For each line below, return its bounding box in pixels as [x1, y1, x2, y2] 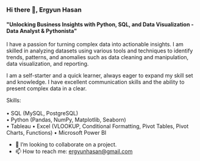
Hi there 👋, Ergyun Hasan [6, 5, 82, 14]
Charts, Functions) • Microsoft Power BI [6, 129, 107, 137]
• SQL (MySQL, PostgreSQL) [6, 110, 79, 117]
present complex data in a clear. [6, 85, 87, 92]
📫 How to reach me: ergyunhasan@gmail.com [15, 148, 133, 155]
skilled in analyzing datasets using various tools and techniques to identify [6, 47, 193, 54]
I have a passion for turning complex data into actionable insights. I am [6, 41, 184, 48]
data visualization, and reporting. [6, 60, 89, 68]
